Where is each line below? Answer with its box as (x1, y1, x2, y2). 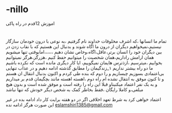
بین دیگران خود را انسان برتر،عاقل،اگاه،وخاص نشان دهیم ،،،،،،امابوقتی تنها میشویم (6, 49, 162, 55)
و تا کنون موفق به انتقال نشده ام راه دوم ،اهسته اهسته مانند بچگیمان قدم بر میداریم (6, 76, 164, 82)
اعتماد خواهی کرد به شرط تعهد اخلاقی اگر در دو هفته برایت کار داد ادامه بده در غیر (6, 96, 161, 102)
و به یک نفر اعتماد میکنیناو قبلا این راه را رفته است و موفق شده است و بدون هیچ (6, 81, 158, 87)
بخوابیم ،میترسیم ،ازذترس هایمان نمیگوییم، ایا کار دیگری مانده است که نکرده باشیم (6, 60, 163, 66)
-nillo (6, 4, 29, 15)
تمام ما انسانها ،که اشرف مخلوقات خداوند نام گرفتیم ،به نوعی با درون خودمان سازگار (6, 38, 167, 44)
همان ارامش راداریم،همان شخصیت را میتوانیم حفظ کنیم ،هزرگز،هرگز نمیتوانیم (6, 54, 154, 60)
